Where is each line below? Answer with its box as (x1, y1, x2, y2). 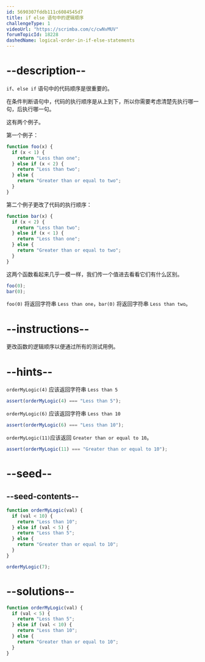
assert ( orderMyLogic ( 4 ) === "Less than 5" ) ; (6, 398, 121, 404)
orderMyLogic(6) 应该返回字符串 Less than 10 (6, 410, 121, 417)
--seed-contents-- (6, 491, 79, 502)
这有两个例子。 (6, 118, 44, 125)
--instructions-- (6, 322, 90, 336)
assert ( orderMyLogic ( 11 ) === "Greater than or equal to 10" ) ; (6, 446, 168, 453)
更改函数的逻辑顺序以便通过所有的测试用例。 (6, 343, 119, 351)
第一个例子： (6, 131, 38, 138)
